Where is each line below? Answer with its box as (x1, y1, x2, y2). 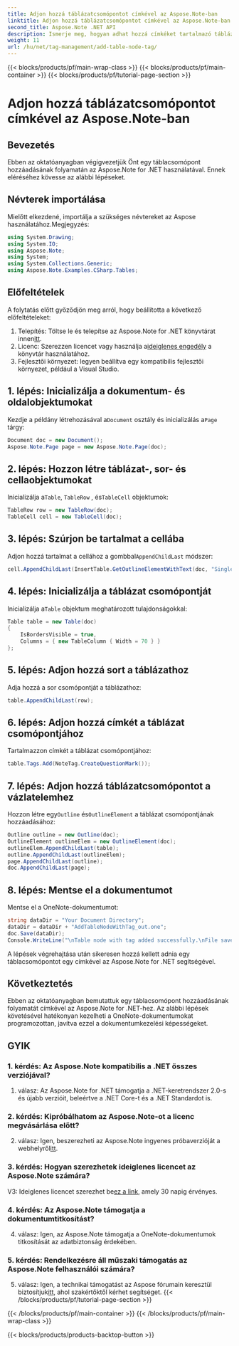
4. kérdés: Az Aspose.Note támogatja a (7, 1204, 146, 1214)
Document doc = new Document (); (7, 436, 103, 443)
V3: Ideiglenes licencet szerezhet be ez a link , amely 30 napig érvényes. (7, 1187, 218, 1196)
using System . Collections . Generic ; (7, 261, 113, 268)
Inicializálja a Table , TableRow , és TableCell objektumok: (7, 493, 169, 502)
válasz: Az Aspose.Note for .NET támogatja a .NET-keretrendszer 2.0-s (17, 1086, 226, 1095)
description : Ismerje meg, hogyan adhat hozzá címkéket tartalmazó (7, 30, 212, 38)
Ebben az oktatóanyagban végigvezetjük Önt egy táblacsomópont (7, 158, 201, 166)
